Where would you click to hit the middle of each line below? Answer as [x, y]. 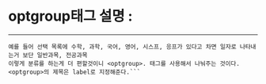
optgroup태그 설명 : [70, 16]
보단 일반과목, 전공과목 [55, 55]
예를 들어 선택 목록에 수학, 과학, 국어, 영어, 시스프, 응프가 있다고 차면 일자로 [122, 47]
